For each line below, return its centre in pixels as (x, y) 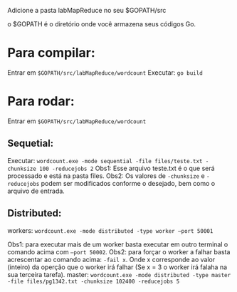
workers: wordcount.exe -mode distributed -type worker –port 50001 (110, 230)
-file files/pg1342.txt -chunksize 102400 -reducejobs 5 (94, 281)
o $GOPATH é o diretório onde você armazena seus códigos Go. (102, 24)
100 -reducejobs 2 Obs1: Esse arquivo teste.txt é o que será (127, 168)
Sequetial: (31, 144)
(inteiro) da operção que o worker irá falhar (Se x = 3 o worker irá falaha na (117, 267)
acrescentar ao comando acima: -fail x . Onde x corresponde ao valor (111, 259)
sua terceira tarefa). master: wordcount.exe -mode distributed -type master (119, 274)
